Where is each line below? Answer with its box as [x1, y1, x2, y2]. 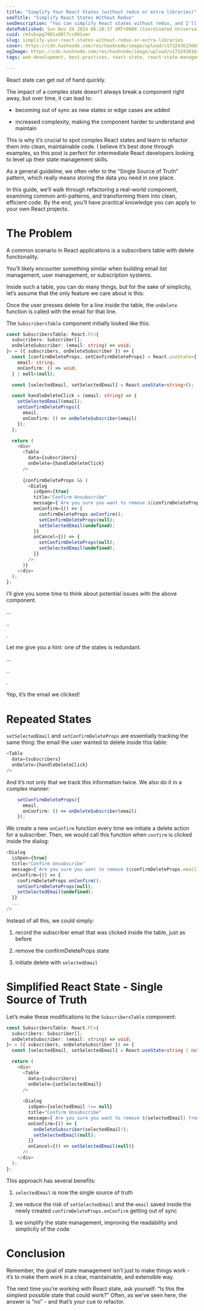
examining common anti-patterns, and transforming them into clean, [6, 192, 177, 200]
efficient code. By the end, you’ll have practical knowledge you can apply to [6, 198, 196, 206]
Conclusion [6, 1247, 66, 1260]
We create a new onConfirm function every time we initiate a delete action [6, 825, 190, 832]
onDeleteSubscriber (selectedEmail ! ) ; [33, 1126, 129, 1132]
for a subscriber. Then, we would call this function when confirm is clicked [6, 831, 192, 838]
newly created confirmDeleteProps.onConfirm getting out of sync [15, 1207, 177, 1214]
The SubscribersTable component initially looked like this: [6, 319, 151, 327]
